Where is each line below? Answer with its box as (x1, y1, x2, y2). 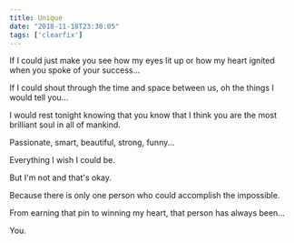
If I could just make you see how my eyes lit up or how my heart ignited (9, 56, 275, 66)
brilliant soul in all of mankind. (9, 119, 121, 130)
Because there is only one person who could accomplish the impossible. (9, 190, 280, 201)
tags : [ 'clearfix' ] (9, 30, 83, 39)
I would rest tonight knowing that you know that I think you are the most (9, 110, 278, 121)
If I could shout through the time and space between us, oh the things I (9, 83, 275, 94)
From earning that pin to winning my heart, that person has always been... (9, 208, 286, 218)
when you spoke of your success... (9, 65, 141, 76)
